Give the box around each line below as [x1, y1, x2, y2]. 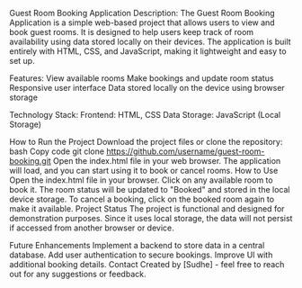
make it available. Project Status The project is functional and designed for [9, 203, 285, 214]
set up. [9, 56, 35, 66]
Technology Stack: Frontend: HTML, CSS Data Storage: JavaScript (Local [9, 110, 281, 120]
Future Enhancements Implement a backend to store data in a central [9, 240, 265, 250]
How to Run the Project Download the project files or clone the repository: [9, 137, 283, 147]
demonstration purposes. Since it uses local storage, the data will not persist [9, 213, 293, 223]
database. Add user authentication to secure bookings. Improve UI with [9, 249, 273, 260]
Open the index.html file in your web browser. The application [52, 156, 281, 166]
